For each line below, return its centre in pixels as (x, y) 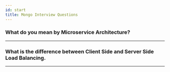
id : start (16, 10)
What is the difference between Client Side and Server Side (80, 51)
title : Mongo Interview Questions (42, 15)
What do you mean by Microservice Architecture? (68, 32)
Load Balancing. (26, 58)
